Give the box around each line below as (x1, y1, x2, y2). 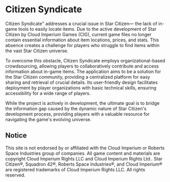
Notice (5, 131, 27, 140)
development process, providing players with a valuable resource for (5, 111, 150, 117)
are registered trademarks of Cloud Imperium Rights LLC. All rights (5, 166, 145, 172)
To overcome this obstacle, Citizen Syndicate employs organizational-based (5, 57, 165, 63)
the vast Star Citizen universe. (5, 48, 69, 54)
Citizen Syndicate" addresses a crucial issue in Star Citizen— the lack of (5, 20, 157, 27)
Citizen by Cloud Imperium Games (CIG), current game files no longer (5, 31, 152, 37)
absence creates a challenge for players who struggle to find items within (5, 42, 160, 48)
